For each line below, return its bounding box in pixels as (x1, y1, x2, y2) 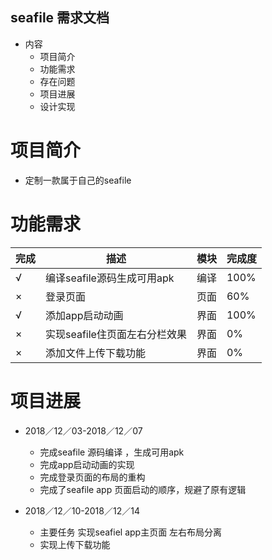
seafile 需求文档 (10, 9, 110, 27)
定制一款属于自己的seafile (24, 174, 132, 186)
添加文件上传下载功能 (45, 346, 147, 360)
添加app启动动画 (45, 308, 124, 322)
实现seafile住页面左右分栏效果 (45, 327, 187, 341)
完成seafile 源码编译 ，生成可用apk (39, 446, 185, 458)
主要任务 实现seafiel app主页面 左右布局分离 (39, 526, 223, 538)
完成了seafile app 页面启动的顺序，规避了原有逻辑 (39, 483, 247, 495)
